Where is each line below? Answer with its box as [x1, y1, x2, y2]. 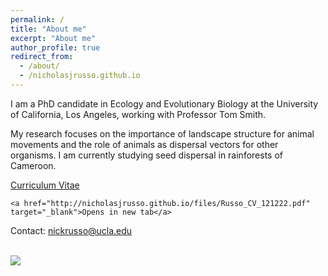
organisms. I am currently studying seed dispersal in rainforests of [10, 149, 283, 161]
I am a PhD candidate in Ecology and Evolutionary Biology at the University [10, 97, 319, 110]
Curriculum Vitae [10, 179, 80, 191]
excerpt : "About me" [10, 33, 97, 43]
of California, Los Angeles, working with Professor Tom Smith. [10, 108, 267, 120]
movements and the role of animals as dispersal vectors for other [10, 138, 279, 150]
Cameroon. [10, 159, 57, 171]
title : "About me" [10, 24, 87, 34]
